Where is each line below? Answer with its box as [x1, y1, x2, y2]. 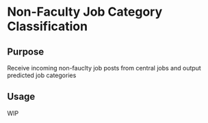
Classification [7, 18, 88, 34]
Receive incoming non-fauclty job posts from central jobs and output [7, 64, 202, 72]
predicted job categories [7, 71, 77, 79]
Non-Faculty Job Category [7, 4, 163, 20]
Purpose [7, 46, 44, 57]
